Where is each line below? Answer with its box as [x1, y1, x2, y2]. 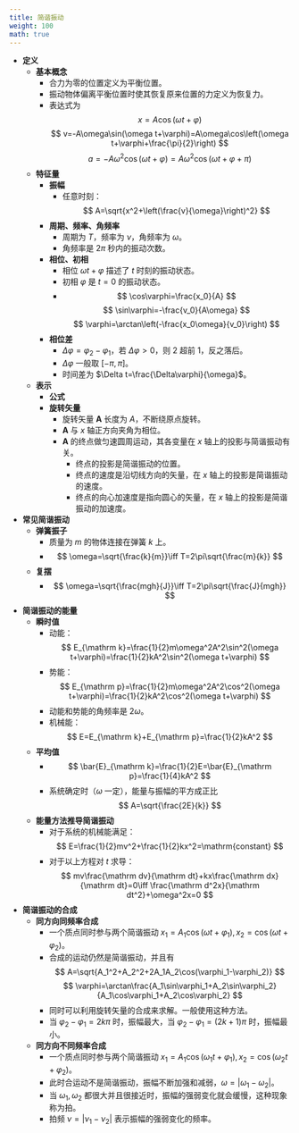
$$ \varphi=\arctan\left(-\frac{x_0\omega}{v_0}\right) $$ [72, 319, 280, 330]
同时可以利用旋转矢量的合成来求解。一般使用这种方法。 [48, 1005, 253, 1016]
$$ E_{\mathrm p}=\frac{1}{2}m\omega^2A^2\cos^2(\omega [59, 681, 280, 692]
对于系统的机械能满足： [48, 826, 136, 836]
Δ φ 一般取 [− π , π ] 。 [62, 357, 134, 368]
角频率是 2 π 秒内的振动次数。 [62, 243, 171, 254]
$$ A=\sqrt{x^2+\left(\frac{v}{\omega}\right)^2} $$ [82, 206, 270, 216]
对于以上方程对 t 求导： [48, 855, 135, 867]
